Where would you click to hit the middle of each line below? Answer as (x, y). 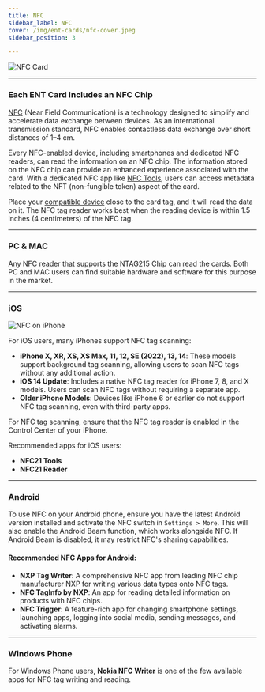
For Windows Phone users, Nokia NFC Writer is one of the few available (125, 671)
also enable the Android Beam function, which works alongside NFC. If (123, 531)
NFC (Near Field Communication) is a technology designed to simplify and (129, 112)
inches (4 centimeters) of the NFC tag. (71, 218)
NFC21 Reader (43, 469)
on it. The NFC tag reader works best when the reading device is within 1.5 (129, 210)
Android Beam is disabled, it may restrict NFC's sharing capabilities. (118, 539)
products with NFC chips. (61, 600)
